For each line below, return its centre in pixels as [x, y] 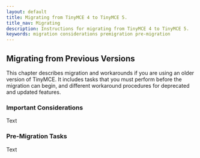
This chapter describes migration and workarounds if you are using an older [100, 73]
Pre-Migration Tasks [37, 136]
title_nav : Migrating [33, 23]
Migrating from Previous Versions [71, 59]
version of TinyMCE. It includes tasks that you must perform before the [94, 79]
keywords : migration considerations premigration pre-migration [88, 34]
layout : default [26, 12]
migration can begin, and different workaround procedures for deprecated [98, 85]
